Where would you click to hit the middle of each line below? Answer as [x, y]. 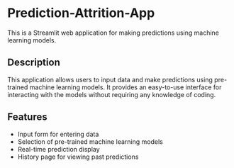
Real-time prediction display [59, 149]
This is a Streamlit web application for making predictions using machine [113, 33]
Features [27, 117]
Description [34, 63]
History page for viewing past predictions [78, 157]
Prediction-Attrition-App [81, 13]
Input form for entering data [58, 134]
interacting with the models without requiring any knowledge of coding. [112, 94]
